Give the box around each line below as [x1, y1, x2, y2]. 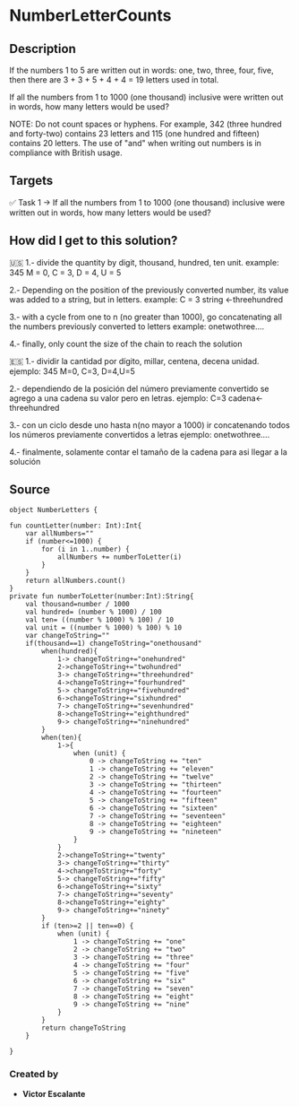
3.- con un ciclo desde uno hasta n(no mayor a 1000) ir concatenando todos [9, 419, 291, 431]
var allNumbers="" [25, 529, 94, 538]
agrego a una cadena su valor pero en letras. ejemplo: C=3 [9, 392, 226, 404]
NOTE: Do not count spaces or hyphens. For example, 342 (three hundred [9, 118, 282, 129]
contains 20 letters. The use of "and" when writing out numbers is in [9, 138, 262, 148]
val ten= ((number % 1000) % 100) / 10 [25, 615, 175, 624]
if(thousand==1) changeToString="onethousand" [25, 639, 202, 649]
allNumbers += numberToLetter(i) [56, 553, 182, 562]
